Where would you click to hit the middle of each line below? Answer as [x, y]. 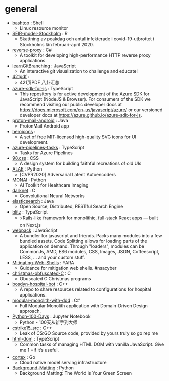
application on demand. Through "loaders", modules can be [82, 246]
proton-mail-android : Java [40, 120]
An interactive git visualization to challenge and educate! [78, 71]
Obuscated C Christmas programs [55, 278]
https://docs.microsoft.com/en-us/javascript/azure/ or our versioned [91, 110]
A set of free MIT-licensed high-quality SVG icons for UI [78, 137]
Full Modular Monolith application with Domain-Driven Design [83, 305]
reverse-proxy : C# [32, 50]
